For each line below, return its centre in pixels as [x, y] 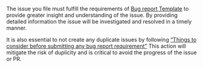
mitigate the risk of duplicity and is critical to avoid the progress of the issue [101, 53]
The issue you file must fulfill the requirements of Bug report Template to [98, 9]
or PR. [14, 59]
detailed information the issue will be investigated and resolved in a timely [99, 21]
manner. [17, 28]
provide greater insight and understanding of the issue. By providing [92, 15]
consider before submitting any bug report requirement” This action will [96, 46]
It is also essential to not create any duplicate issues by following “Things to [101, 40]
